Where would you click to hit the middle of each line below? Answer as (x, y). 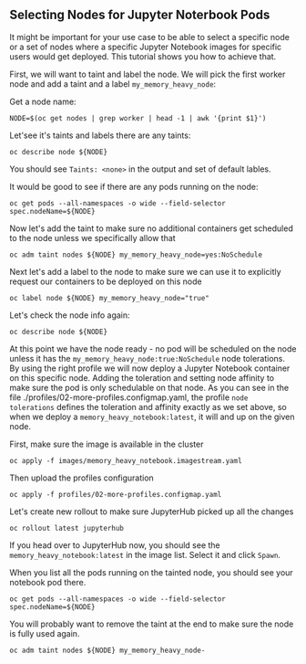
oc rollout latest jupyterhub (67, 528)
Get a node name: (43, 101)
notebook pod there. (48, 582)
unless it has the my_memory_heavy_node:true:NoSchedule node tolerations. (147, 358)
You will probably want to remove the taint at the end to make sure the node (152, 624)
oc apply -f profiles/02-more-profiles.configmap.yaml (116, 494)
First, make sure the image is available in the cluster (107, 444)
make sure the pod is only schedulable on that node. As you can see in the (149, 387)
